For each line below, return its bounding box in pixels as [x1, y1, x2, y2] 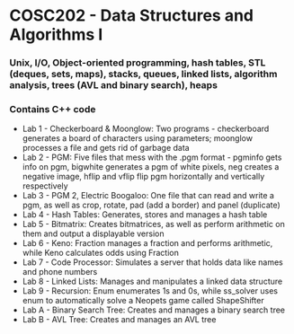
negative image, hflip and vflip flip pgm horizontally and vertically [22, 171, 265, 182]
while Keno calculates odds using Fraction [22, 248, 180, 259]
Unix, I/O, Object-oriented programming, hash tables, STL [9, 57, 266, 69]
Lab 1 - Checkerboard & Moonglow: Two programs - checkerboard [22, 123, 270, 135]
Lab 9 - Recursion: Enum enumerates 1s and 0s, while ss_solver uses [22, 286, 279, 296]
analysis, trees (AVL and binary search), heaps [9, 79, 218, 92]
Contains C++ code [9, 103, 96, 116]
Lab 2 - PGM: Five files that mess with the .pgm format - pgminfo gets [22, 152, 282, 163]
